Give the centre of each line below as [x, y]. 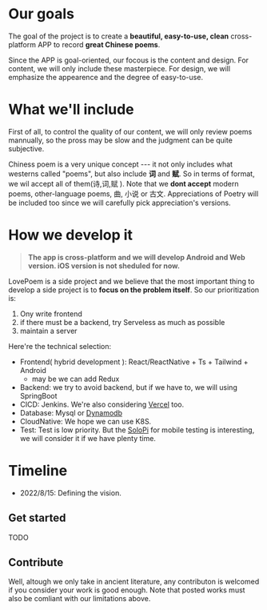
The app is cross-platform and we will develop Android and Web [136, 257]
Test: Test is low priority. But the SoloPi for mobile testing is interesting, [137, 430]
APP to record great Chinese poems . [99, 44]
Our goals [41, 14]
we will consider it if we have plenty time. [88, 438]
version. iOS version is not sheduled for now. [104, 266]
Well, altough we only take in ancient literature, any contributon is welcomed [134, 582]
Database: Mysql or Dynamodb [71, 412]
